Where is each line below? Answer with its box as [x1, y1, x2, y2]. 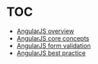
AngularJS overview [16, 27, 74, 35]
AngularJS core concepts [16, 34, 90, 42]
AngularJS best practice [16, 49, 86, 57]
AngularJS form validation [16, 41, 91, 50]
